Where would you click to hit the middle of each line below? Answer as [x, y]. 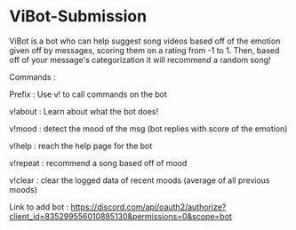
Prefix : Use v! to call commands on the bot [88, 94]
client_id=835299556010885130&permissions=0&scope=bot [121, 216]
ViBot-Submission [78, 16]
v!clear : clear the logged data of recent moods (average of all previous [140, 180]
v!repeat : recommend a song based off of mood [98, 163]
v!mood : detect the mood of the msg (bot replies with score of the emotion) [148, 128]
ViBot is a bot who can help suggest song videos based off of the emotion [145, 41]
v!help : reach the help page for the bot [81, 146]
